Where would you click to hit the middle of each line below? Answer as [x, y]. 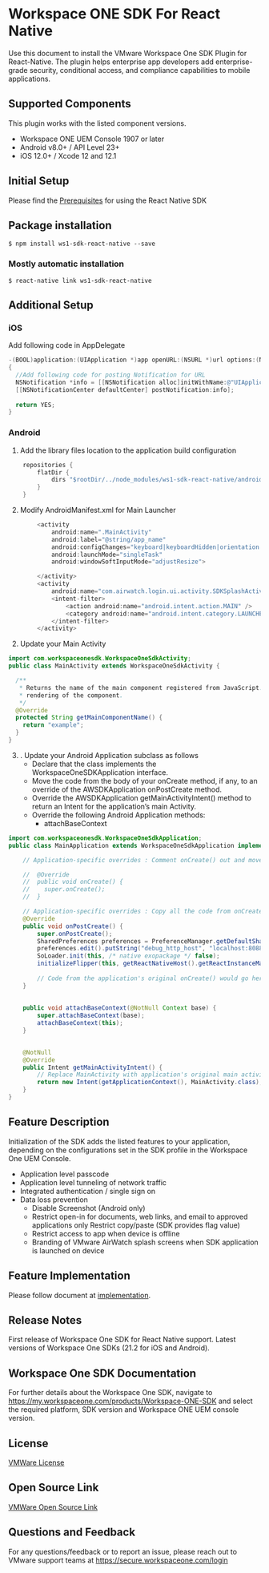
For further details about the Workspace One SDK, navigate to [110, 1393]
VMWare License [36, 1462]
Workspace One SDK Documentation [102, 1373]
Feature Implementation [69, 1276]
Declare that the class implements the [94, 764]
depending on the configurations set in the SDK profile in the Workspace [128, 1150]
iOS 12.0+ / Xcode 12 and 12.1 [68, 155]
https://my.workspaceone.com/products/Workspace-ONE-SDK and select [131, 1401]
